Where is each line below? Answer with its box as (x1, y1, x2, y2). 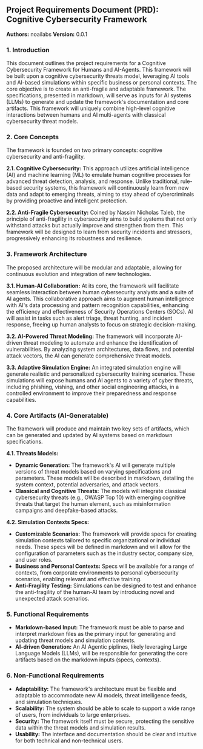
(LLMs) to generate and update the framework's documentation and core (6, 98, 189, 106)
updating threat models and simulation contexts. (15, 637, 136, 644)
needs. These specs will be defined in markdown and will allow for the (15, 544, 191, 550)
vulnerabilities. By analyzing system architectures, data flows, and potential (6, 345, 195, 353)
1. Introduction (6, 46, 50, 54)
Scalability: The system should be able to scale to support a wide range (15, 705, 196, 712)
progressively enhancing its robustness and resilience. (6, 235, 142, 242)
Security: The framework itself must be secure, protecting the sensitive (15, 717, 195, 725)
